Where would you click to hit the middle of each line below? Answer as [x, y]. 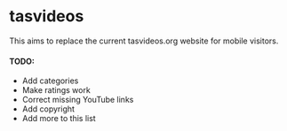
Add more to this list [59, 119]
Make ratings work [56, 90]
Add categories [50, 81]
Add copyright [48, 109]
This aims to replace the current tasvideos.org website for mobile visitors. [144, 41]
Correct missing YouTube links [78, 100]
